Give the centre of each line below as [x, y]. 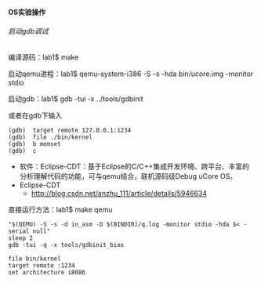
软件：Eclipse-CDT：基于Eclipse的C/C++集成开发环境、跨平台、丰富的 [134, 166]
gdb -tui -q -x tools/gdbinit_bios [66, 245]
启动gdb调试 [28, 31]
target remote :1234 [42, 265]
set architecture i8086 [47, 272]
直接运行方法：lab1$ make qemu [60, 209]
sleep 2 [21, 238]
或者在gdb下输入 [35, 115]
